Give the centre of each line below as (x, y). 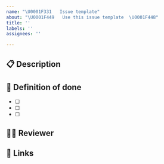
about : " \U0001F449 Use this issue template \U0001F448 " (83, 17)
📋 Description (33, 64)
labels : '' (20, 28)
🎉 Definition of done (44, 87)
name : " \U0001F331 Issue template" (53, 12)
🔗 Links (20, 154)
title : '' (18, 23)
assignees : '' (24, 34)
